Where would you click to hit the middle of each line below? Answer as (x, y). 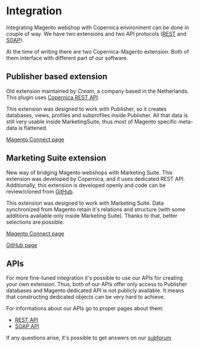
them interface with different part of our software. (67, 58)
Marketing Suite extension (56, 158)
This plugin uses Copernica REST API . (53, 97)
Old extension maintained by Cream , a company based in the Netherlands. (98, 91)
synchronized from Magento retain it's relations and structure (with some (96, 209)
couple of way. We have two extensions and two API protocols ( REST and (96, 33)
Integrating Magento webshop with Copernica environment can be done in (98, 27)
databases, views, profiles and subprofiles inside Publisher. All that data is (97, 115)
